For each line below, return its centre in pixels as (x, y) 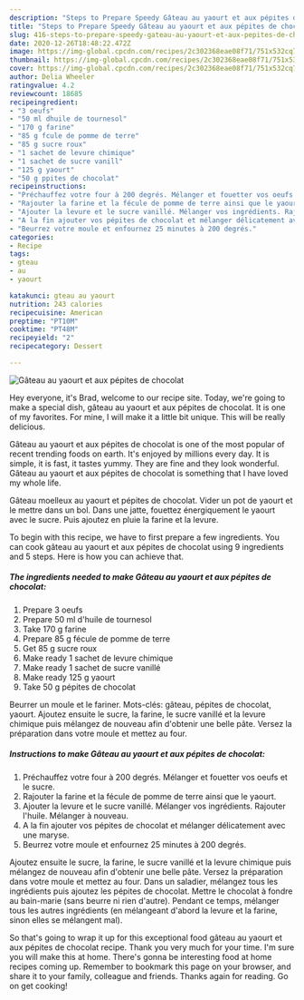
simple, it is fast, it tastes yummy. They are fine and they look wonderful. (144, 463)
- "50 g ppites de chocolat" (64, 178)
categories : (32, 237)
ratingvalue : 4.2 (42, 85)
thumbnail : (30, 60)
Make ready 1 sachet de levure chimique (98, 658)
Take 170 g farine (54, 629)
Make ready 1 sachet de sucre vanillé (91, 667)
